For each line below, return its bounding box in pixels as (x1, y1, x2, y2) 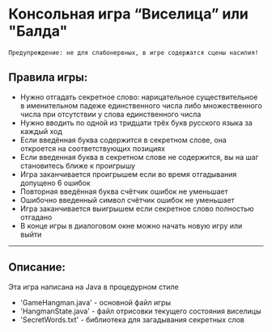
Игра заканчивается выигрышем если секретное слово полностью (19, 204, 254, 213)
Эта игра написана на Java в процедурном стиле (8, 282, 180, 292)
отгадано (19, 212, 53, 222)
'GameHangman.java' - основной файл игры (19, 297, 172, 307)
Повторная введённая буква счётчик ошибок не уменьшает (19, 187, 228, 196)
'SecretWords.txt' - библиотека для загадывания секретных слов (19, 314, 245, 324)
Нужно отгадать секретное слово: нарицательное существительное (19, 92, 258, 102)
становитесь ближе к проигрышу (19, 161, 136, 170)
